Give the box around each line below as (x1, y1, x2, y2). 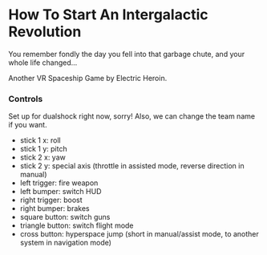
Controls (8, 93, 43, 104)
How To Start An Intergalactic (8, 6, 208, 24)
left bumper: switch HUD (19, 187, 102, 196)
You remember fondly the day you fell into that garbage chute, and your (8, 49, 245, 59)
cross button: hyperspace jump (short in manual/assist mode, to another (19, 229, 259, 239)
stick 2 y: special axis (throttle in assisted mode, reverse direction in (19, 161, 245, 171)
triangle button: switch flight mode (19, 221, 134, 230)
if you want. (8, 120, 47, 130)
